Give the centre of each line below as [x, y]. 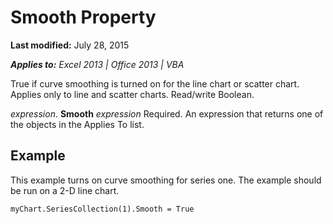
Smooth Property [83, 17]
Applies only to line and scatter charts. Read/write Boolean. [132, 94]
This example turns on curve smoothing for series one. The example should [166, 180]
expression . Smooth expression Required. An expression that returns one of [167, 113]
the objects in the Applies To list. [77, 124]
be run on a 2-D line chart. [65, 190]
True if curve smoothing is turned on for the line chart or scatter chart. [155, 83]
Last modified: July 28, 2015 [70, 45]
